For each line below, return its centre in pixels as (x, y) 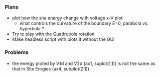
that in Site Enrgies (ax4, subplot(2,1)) (51, 68)
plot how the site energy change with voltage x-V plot (67, 18)
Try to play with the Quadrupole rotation (53, 34)
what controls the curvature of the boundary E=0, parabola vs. (84, 23)
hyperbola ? (32, 29)
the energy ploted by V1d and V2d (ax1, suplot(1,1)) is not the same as (84, 63)
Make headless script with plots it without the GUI (63, 39)
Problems (17, 52)
